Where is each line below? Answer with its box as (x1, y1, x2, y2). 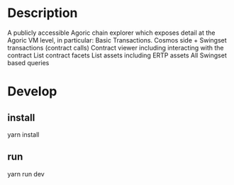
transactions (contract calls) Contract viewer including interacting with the (7, 43, 225, 52)
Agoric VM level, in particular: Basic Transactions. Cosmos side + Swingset (7, 35, 227, 44)
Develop (7, 84, 57, 100)
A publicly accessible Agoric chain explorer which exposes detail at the (7, 28, 216, 37)
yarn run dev (7, 169, 45, 178)
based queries (7, 58, 50, 67)
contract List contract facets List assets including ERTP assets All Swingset (7, 51, 227, 60)
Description (7, 5, 78, 21)
